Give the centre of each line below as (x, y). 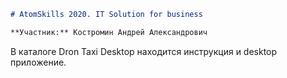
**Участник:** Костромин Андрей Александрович (109, 32)
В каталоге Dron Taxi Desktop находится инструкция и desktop (144, 51)
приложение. (38, 62)
